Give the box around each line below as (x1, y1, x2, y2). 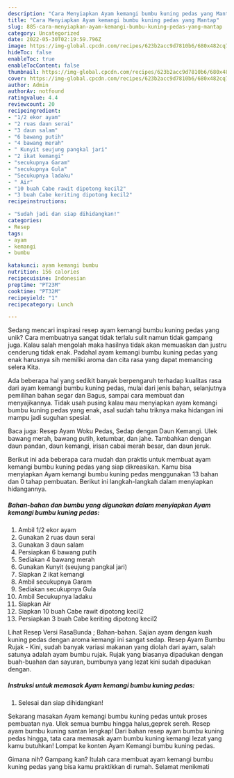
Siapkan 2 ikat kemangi (17, 570, 85, 579)
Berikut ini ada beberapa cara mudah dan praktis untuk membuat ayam (8, 456, 211, 464)
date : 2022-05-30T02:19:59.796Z (8, 36, 101, 43)
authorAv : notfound (8, 88, 65, 95)
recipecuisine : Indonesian (8, 275, 86, 282)
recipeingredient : (8, 107, 61, 114)
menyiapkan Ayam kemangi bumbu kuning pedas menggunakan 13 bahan (8, 470, 219, 479)
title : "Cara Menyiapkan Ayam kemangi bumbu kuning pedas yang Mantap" (8, 17, 219, 24)
